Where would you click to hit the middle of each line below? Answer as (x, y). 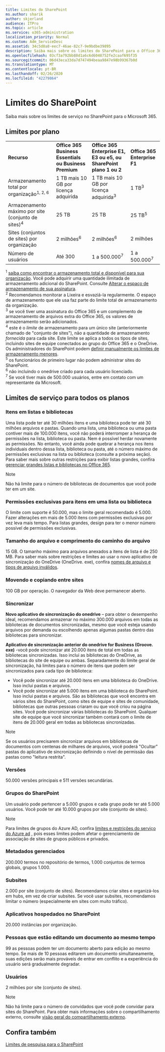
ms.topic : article (24, 28)
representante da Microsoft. (34, 383)
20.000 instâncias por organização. (41, 925)
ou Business (71, 163)
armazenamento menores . (32, 354)
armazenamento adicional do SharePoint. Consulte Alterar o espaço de (77, 284)
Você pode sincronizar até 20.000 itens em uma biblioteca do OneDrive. (85, 680)
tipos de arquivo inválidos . (32, 567)
